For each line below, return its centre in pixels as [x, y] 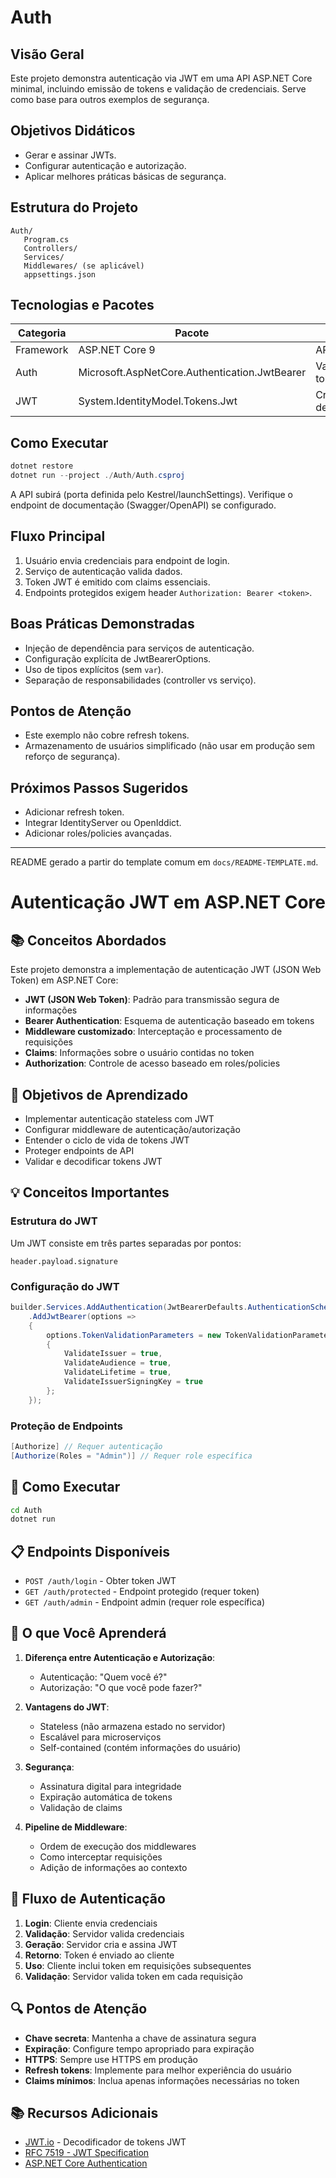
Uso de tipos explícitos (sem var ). [94, 669]
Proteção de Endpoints [67, 1426]
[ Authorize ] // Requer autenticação [86, 1446]
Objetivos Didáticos [73, 131]
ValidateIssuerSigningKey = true [133, 1382]
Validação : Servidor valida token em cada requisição [133, 1976]
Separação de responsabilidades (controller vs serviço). [140, 680]
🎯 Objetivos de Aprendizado [99, 1094]
